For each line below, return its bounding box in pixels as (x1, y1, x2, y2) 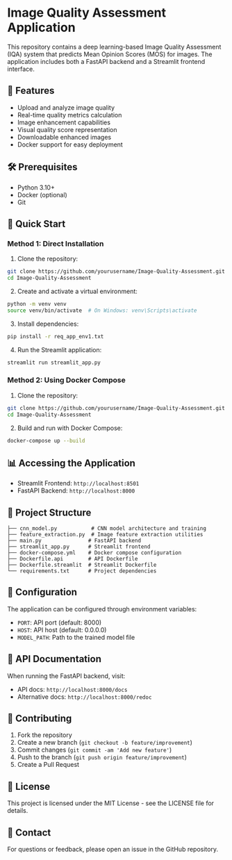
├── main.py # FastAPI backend (7, 537, 141, 545)
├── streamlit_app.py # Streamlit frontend (7, 543, 151, 550)
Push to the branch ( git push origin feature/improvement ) (17, 753, 188, 761)
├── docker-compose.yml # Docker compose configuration (7, 549, 182, 556)
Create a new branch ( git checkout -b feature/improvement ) (17, 738, 193, 747)
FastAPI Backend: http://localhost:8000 (17, 486, 135, 495)
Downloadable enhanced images (17, 133, 112, 141)
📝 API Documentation (7, 653, 102, 665)
